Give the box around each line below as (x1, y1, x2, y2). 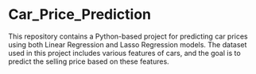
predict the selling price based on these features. (8, 57, 169, 66)
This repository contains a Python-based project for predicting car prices (8, 31, 248, 41)
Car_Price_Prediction (8, 6, 152, 24)
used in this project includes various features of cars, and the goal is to (8, 48, 241, 57)
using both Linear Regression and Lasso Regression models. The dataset (8, 39, 247, 49)
